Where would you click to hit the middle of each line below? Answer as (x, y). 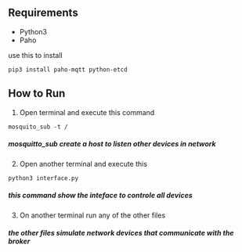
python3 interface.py (43, 178)
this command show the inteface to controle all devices (101, 196)
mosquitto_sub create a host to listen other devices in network (112, 144)
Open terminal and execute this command (87, 112)
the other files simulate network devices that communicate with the (121, 233)
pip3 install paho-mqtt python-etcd (68, 70)
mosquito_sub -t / (38, 127)
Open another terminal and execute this (83, 164)
